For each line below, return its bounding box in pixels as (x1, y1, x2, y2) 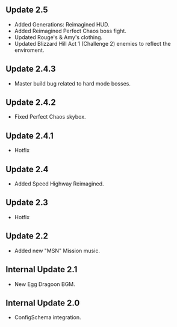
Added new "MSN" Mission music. (14, 247, 101, 254)
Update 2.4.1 (5, 131, 54, 141)
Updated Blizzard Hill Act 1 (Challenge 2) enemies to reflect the (14, 40, 171, 47)
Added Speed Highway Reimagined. (14, 180, 104, 187)
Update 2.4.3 (5, 64, 56, 74)
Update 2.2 (5, 231, 49, 241)
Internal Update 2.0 (5, 297, 80, 308)
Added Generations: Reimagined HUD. (14, 20, 110, 28)
